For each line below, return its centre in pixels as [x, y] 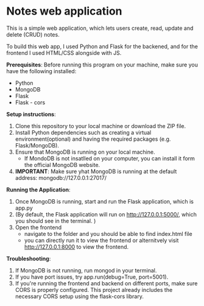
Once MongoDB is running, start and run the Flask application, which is [104, 201]
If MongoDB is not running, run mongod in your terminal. [86, 270]
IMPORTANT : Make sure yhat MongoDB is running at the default [96, 171]
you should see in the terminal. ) [55, 221]
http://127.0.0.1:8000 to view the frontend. [76, 247]
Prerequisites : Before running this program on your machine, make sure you [102, 65]
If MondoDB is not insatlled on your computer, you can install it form [109, 158]
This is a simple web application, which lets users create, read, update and [100, 28]
